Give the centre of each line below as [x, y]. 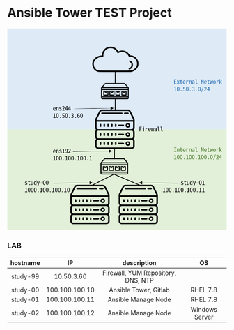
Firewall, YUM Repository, [139, 273]
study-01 [25, 300]
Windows [204, 309]
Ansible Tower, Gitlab [139, 290]
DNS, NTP [140, 280]
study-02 [25, 313]
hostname [25, 262]
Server [204, 317]
